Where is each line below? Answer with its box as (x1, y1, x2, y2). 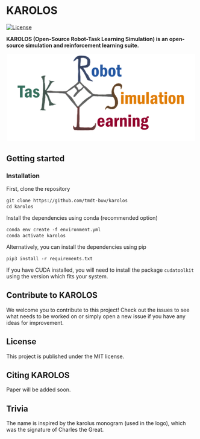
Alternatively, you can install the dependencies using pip (6, 243, 146, 251)
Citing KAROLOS (6, 370, 70, 380)
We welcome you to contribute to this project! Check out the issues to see (6, 306, 190, 313)
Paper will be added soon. (6, 386, 71, 393)
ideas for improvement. (6, 319, 64, 326)
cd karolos (6, 203, 34, 210)
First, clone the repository (6, 185, 70, 193)
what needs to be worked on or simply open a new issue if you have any (6, 312, 186, 320)
